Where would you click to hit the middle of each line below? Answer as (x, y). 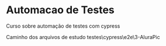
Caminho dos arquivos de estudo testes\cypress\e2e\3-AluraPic (83, 37)
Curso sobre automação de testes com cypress (63, 26)
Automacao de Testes (60, 10)
